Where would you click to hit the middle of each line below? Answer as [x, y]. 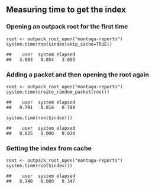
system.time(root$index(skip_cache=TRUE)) [59, 44]
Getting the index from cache [49, 148]
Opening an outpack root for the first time [67, 27]
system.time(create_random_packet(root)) [58, 92]
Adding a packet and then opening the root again [77, 75]
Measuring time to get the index [66, 10]
